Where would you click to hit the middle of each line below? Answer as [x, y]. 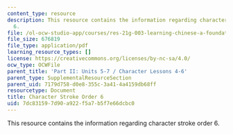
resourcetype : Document [42, 90]
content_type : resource [42, 13]
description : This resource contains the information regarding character [118, 20]
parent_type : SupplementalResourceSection [69, 78]
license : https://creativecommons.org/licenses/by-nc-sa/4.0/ [99, 59]
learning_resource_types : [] [49, 52]
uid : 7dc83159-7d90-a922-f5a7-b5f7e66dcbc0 [71, 104]
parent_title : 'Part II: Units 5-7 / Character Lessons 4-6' [97, 71]
